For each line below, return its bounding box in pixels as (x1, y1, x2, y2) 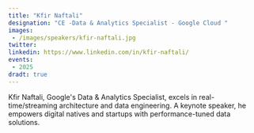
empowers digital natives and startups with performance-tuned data (8, 108, 231, 119)
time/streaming (8, 101, 58, 110)
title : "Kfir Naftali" (8, 11, 83, 20)
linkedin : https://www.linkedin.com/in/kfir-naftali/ (8, 48, 190, 56)
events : (8, 56, 34, 64)
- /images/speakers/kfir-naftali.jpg (11, 33, 136, 42)
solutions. (8, 117, 40, 127)
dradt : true (8, 70, 47, 78)
